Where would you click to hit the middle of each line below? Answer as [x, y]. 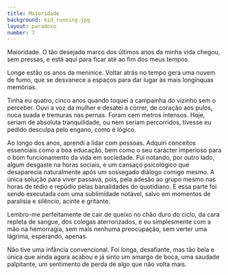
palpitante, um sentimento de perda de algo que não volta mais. [97, 264]
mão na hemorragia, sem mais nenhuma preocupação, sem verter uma [107, 229]
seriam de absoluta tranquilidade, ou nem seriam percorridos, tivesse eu [110, 122]
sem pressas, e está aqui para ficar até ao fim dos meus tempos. [99, 60]
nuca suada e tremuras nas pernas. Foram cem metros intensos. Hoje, [106, 115]
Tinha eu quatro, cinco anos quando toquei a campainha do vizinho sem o [112, 101]
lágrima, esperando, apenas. [47, 237]
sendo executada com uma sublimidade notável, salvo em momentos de [109, 194]
